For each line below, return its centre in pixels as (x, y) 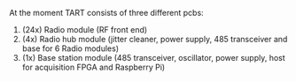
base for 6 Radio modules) (70, 48)
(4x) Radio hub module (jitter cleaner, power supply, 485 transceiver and (155, 39)
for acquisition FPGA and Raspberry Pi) (93, 67)
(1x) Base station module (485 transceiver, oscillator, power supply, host (153, 58)
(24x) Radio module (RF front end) (85, 29)
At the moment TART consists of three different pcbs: (106, 13)
